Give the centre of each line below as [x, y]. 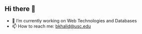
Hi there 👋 [20, 9]
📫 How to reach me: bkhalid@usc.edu [51, 26]
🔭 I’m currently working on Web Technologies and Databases [74, 20]
